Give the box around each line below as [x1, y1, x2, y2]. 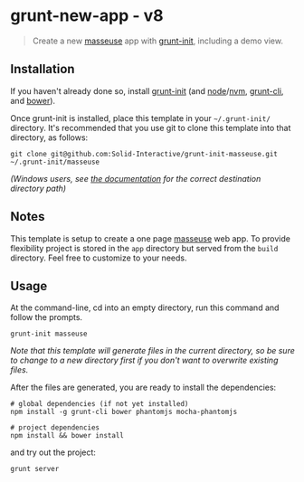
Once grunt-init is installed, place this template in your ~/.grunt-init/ [10, 112, 271, 123]
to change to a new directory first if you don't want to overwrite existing [10, 354, 279, 366]
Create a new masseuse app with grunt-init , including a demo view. [32, 35, 284, 46]
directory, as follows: [10, 132, 89, 143]
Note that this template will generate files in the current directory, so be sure [10, 345, 295, 356]
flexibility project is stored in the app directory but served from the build [10, 242, 279, 253]
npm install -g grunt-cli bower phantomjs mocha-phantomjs [10, 408, 238, 417]
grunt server [10, 465, 60, 474]
